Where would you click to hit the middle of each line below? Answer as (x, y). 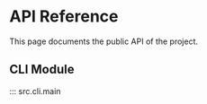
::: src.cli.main (35, 91)
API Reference (64, 17)
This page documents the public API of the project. (104, 41)
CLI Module (42, 69)
